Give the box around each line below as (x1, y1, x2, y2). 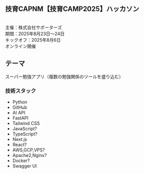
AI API (12, 109, 25, 115)
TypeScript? (12, 131, 37, 137)
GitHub (12, 104, 27, 110)
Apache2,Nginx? (12, 152, 47, 158)
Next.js (12, 136, 27, 142)
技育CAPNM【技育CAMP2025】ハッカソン (5, 5, 139, 14)
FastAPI (12, 115, 28, 121)
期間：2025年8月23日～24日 (5, 31, 65, 37)
